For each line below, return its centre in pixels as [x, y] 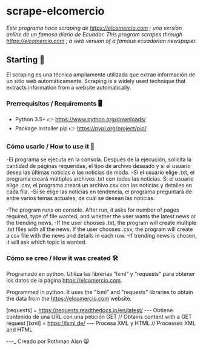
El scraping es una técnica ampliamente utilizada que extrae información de [101, 75]
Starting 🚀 [26, 60]
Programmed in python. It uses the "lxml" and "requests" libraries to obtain [100, 292]
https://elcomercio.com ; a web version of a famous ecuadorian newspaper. [101, 41]
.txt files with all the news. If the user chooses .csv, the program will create [100, 229]
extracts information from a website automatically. [69, 87]
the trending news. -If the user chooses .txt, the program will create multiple [101, 223]
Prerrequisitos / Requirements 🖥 [54, 103]
